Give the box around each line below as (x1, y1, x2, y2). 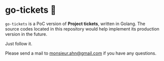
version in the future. (5, 31, 48, 37)
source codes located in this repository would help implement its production (5, 26, 160, 31)
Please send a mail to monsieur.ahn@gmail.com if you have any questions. (5, 50, 157, 56)
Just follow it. (5, 40, 33, 46)
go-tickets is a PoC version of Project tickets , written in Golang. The (5, 21, 146, 27)
